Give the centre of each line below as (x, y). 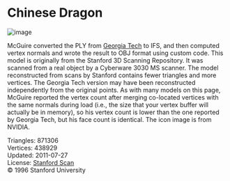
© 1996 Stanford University (46, 170)
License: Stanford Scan (41, 162)
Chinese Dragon (55, 13)
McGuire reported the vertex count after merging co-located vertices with (113, 97)
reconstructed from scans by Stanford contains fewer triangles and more (112, 75)
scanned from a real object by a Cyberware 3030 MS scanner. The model (113, 68)
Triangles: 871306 (33, 140)
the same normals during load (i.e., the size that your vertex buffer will (108, 104)
